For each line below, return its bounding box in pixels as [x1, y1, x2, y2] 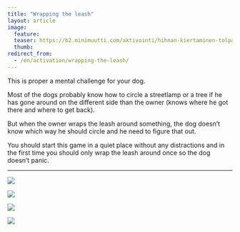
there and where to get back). [7, 105, 95, 114]
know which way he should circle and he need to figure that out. [7, 126, 196, 136]
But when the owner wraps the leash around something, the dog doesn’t [7, 119, 220, 128]
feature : [14, 30, 40, 38]
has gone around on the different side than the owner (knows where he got [7, 98, 229, 106]
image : [7, 24, 27, 31]
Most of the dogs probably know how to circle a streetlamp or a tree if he [7, 90, 223, 99]
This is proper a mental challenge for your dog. [7, 76, 146, 85]
